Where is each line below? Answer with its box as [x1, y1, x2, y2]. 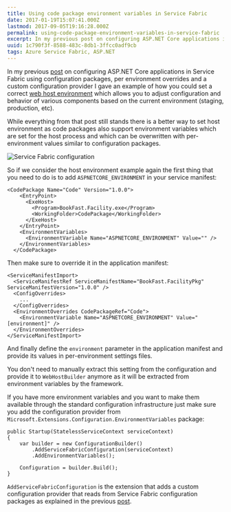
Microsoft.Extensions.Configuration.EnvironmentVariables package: [7, 414, 205, 423]
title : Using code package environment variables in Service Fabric [7, 10, 208, 17]
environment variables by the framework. [7, 379, 124, 387]
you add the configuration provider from [7, 407, 121, 416]
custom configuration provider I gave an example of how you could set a [7, 82, 212, 90]
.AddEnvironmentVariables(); [32, 452, 115, 459]
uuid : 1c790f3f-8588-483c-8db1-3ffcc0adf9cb [7, 42, 137, 49]
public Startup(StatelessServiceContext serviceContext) [7, 428, 174, 435]
